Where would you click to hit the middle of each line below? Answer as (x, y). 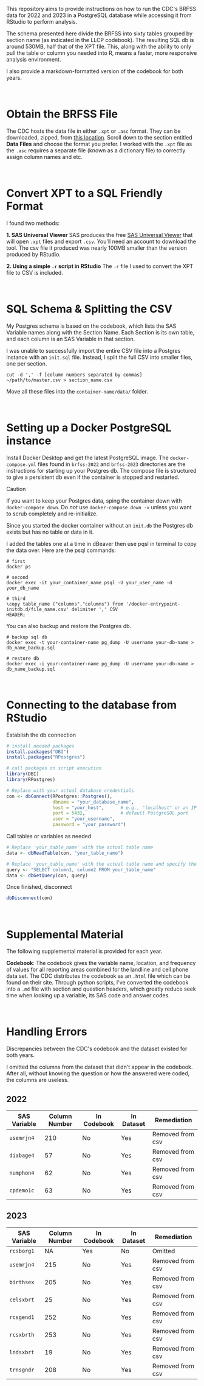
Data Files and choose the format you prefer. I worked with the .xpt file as (99, 144)
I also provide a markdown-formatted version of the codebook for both (95, 71)
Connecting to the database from (92, 705)
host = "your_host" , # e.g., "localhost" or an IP (125, 808)
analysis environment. (34, 59)
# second (17, 577)
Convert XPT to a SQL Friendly (84, 193)
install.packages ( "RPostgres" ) (46, 757)
